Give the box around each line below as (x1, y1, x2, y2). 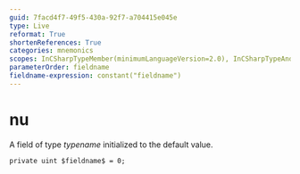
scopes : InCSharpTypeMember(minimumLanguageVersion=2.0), (9, 54, 229, 63)
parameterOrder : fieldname (9, 63, 110, 72)
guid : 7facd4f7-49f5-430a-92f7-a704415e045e (9, 12, 178, 22)
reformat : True (9, 29, 66, 38)
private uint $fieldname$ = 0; (9, 156, 126, 165)
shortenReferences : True (9, 37, 102, 47)
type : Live (9, 21, 50, 30)
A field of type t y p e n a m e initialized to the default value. (9, 139, 213, 150)
